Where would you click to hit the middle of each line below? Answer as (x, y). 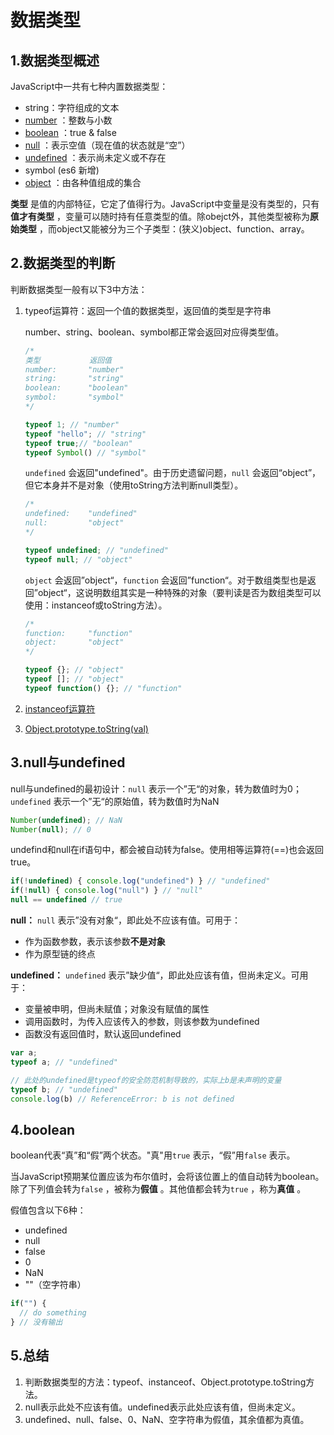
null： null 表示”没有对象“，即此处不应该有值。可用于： (125, 920)
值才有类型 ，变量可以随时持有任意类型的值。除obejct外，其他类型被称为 (160, 216)
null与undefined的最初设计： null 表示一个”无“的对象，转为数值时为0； (156, 788)
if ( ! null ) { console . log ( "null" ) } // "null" (106, 891)
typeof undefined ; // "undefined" (96, 550)
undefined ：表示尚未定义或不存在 (95, 157)
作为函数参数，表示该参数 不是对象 (95, 941)
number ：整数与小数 (68, 120)
